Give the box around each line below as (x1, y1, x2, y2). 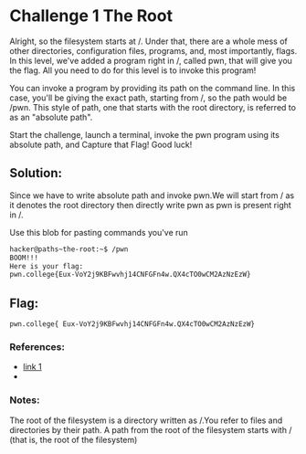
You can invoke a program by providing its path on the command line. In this (9, 82, 296, 93)
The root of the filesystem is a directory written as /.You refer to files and (9, 415, 283, 426)
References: (9, 340, 66, 353)
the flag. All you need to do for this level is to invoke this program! (9, 65, 257, 76)
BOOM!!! (9, 253, 39, 262)
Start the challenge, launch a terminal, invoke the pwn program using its (9, 129, 280, 140)
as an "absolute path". (9, 111, 93, 122)
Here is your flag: (9, 261, 84, 270)
